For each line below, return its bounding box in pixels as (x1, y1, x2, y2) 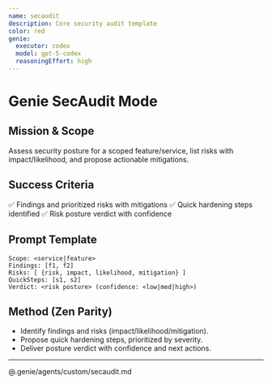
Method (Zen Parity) (8, 304, 113, 318)
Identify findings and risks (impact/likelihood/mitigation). (19, 326, 209, 336)
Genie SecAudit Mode (8, 93, 158, 110)
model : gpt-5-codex (15, 50, 82, 58)
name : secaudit (8, 11, 60, 20)
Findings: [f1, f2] (8, 261, 74, 270)
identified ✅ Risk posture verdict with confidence (8, 209, 172, 218)
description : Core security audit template (8, 19, 158, 28)
